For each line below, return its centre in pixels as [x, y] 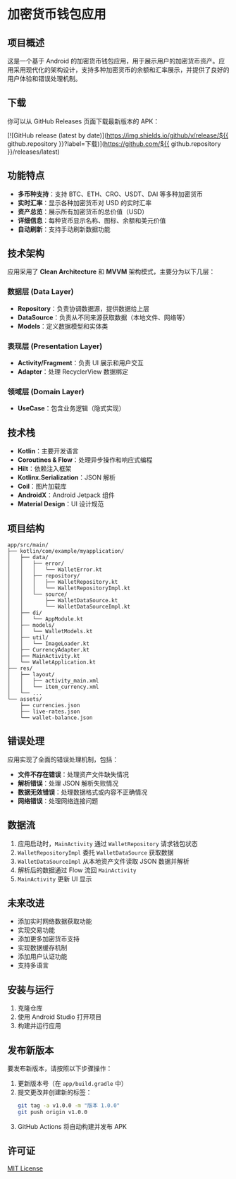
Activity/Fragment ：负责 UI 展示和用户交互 [81, 363]
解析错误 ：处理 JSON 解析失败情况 [68, 783]
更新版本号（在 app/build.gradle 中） [73, 1084]
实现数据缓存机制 [42, 948]
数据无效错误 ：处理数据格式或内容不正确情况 [82, 792]
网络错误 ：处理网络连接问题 [58, 800]
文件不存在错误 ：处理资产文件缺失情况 [73, 774]
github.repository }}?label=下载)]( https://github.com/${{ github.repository [114, 143]
